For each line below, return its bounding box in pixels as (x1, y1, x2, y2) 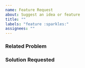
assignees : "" (5, 26, 35, 31)
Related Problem (5, 43, 47, 50)
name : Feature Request (5, 7, 53, 13)
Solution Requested (5, 56, 55, 63)
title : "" (5, 17, 26, 22)
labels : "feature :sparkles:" (5, 21, 69, 27)
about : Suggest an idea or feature (5, 12, 80, 17)
